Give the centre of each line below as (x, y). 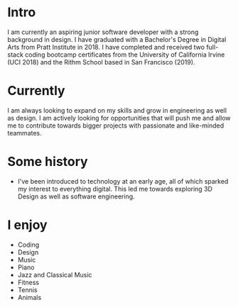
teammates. (25, 133)
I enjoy (27, 225)
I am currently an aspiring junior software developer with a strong (103, 32)
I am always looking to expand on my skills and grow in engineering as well (117, 110)
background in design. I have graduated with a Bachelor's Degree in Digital (117, 39)
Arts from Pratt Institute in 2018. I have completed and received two (106, 47)
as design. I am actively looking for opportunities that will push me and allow (119, 118)
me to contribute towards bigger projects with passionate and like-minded (116, 125)
